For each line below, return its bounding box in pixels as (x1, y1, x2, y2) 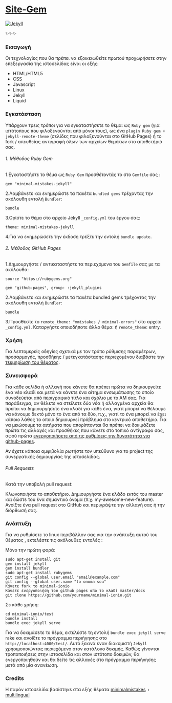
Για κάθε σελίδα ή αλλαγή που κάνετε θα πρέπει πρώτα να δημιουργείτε (5, 384, 161, 390)
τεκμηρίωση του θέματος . (5, 359, 60, 365)
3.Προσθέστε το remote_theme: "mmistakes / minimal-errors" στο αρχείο (5, 318, 162, 324)
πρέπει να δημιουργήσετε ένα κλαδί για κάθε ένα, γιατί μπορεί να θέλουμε (5, 405, 166, 411)
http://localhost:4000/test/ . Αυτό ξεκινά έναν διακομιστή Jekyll (5, 641, 147, 647)
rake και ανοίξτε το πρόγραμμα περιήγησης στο (5, 635, 107, 641)
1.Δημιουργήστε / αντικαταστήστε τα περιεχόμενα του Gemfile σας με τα (5, 261, 160, 267)
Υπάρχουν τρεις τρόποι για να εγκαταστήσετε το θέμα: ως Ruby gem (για (5, 122, 160, 128)
